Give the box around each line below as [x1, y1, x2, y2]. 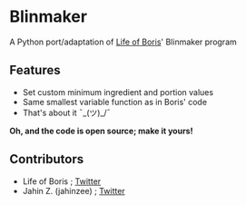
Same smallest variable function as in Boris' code [22, 96, 207, 107]
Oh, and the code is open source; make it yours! [9, 125, 193, 136]
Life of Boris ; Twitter [22, 175, 102, 187]
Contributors [9, 151, 84, 167]
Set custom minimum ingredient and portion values [22, 86, 214, 97]
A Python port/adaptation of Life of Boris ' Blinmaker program [9, 36, 238, 47]
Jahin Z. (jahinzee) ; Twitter [22, 185, 125, 196]
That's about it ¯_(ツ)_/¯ [22, 107, 112, 118]
